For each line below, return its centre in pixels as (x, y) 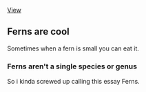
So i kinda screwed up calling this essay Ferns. (73, 82)
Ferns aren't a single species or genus (72, 66)
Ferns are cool (39, 31)
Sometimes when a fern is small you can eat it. (73, 48)
